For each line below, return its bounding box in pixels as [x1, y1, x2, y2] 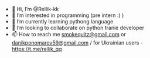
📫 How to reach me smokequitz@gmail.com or [11, 31, 126, 37]
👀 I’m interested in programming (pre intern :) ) [11, 12, 124, 19]
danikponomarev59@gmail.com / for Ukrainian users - [11, 39, 144, 46]
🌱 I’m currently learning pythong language [11, 18, 114, 25]
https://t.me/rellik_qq [11, 46, 62, 52]
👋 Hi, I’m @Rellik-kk [11, 6, 59, 12]
